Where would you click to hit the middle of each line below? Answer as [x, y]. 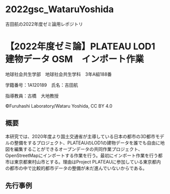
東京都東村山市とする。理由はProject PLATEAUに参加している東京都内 [88, 161]
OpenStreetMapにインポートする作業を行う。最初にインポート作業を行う [82, 155]
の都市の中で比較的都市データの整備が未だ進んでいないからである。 [76, 168]
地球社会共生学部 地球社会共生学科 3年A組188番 [59, 74]
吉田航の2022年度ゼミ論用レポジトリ [44, 24]
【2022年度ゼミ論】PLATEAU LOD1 [80, 46]
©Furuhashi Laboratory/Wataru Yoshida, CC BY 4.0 [59, 106]
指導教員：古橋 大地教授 [32, 95]
